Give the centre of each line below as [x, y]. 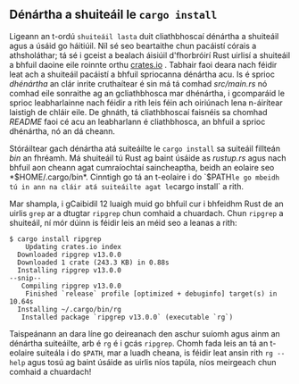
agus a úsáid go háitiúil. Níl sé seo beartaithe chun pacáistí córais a [133, 46]
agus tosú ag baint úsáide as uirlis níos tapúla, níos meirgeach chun [152, 362]
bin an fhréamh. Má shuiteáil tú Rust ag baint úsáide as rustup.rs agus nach [148, 158]
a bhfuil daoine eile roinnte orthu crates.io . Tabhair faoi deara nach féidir [143, 64]
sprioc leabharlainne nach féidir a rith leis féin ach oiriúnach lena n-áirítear [146, 103]
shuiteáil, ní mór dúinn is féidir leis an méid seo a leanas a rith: [123, 222]
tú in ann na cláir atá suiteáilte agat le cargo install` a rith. [126, 186]
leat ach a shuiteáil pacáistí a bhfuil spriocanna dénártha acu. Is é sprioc [142, 74]
